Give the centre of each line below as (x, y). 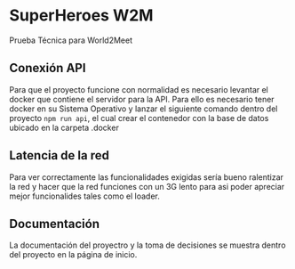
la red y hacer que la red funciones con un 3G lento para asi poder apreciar (147, 186)
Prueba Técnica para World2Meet (71, 40)
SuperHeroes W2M (81, 16)
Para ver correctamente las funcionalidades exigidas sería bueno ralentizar (147, 177)
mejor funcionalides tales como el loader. (84, 196)
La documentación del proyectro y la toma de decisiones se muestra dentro (147, 245)
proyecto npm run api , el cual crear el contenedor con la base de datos (139, 118)
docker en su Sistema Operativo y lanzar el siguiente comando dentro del (144, 109)
